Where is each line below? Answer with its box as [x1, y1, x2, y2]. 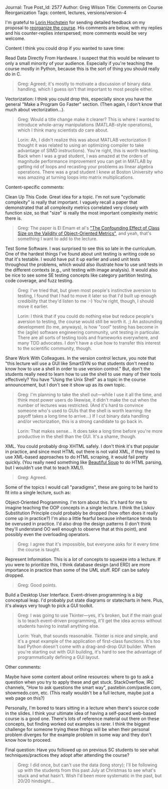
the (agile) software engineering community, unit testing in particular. [17, 330, 160, 335]
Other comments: [5, 664, 42, 670]
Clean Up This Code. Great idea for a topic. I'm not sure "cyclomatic [5, 194, 146, 200]
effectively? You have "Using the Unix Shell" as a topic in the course [5, 376, 146, 382]
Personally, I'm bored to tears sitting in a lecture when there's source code [5, 705, 159, 711]
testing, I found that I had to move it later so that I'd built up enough [17, 293, 157, 299]
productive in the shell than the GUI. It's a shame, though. [17, 433, 137, 439]
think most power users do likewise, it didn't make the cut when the [17, 397, 157, 403]
